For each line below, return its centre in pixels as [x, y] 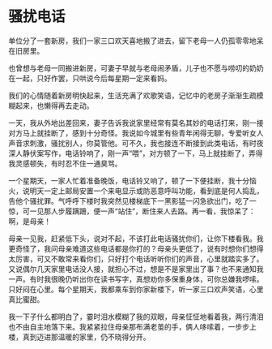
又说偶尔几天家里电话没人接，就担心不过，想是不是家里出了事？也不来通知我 [136, 269]
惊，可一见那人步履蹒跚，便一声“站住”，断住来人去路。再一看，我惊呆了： [132, 211]
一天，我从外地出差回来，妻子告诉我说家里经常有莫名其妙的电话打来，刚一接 [136, 123]
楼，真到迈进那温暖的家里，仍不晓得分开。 [79, 337]
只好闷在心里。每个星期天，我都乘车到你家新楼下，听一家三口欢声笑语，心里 [136, 289]
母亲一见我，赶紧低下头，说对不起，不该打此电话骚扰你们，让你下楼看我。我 [136, 238]
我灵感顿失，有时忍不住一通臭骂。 [65, 163]
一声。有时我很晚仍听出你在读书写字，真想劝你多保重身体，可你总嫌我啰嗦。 [136, 279]
